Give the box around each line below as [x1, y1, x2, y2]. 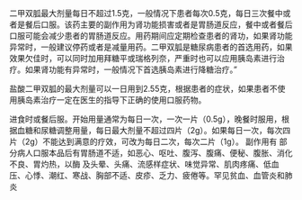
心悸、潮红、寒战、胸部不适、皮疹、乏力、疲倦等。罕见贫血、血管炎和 [24, 170, 285, 180]
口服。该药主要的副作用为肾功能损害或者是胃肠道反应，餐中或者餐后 [40, 19, 293, 30]
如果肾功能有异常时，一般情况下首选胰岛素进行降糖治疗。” [24, 64, 238, 75]
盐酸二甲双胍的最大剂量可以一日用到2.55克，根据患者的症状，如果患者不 [9, 84, 278, 94]
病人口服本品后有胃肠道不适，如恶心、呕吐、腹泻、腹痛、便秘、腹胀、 [16, 148, 277, 158]
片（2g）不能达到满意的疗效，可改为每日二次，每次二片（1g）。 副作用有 [9, 136, 278, 147]
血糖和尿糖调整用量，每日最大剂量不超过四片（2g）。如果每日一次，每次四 [16, 125, 291, 135]
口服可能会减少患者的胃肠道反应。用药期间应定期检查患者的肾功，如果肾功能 [9, 31, 293, 41]
